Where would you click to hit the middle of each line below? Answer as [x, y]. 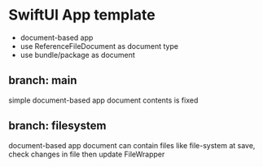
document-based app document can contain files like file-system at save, [132, 145]
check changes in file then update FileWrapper [87, 154]
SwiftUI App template [82, 15]
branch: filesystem [57, 126]
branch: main [43, 80]
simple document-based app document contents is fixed [103, 100]
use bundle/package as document [78, 55]
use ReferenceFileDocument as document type [99, 46]
